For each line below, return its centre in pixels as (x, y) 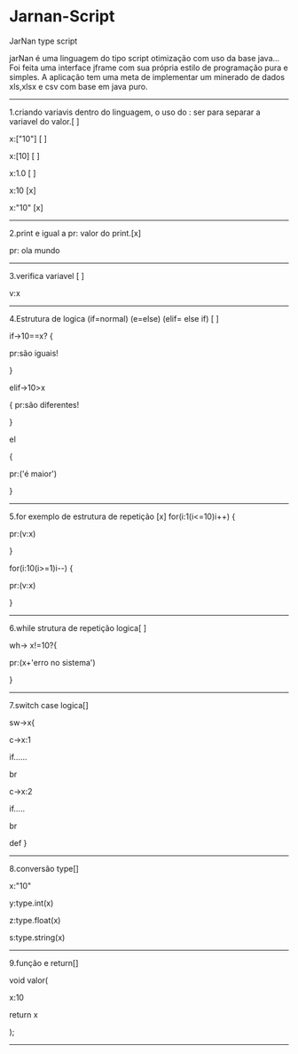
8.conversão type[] (44, 868)
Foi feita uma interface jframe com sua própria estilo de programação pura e (149, 68)
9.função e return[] (44, 962)
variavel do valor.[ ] (44, 121)
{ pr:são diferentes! (44, 404)
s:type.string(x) (37, 937)
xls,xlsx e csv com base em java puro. (78, 86)
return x (24, 1014)
